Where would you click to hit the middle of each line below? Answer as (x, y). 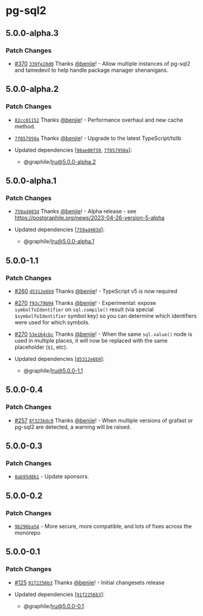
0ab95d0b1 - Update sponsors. (52, 477)
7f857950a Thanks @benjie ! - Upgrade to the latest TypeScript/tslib (98, 138)
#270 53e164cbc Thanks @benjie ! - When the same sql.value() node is (103, 334)
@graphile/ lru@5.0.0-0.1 (54, 606)
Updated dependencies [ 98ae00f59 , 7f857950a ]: (73, 150)
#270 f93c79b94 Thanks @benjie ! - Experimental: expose (85, 303)
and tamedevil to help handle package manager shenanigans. (91, 70)
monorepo (27, 533)
